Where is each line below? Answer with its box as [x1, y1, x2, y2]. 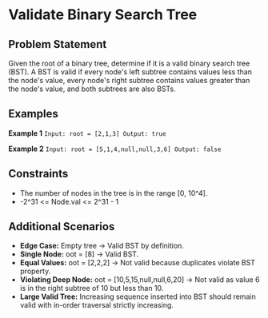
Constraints [8, 167, 69, 181]
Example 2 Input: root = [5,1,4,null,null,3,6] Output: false [8, 144, 222, 153]
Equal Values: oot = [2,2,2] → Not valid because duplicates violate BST [19, 258, 256, 268]
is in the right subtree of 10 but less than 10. [19, 284, 164, 293]
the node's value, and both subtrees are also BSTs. [8, 84, 176, 93]
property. [19, 266, 51, 276]
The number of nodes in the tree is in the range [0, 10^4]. [19, 188, 208, 197]
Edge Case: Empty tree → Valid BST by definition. [19, 241, 184, 251]
